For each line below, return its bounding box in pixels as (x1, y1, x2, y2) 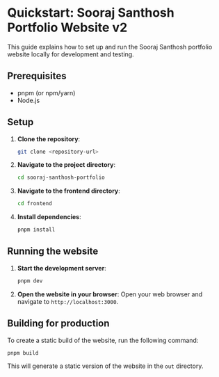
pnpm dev (17, 277, 43, 284)
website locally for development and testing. (7, 50, 134, 58)
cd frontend (17, 200, 52, 207)
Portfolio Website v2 (7, 19, 128, 35)
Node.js (17, 96, 40, 104)
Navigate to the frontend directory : (17, 186, 120, 195)
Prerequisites (7, 70, 67, 82)
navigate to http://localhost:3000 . (17, 297, 119, 305)
